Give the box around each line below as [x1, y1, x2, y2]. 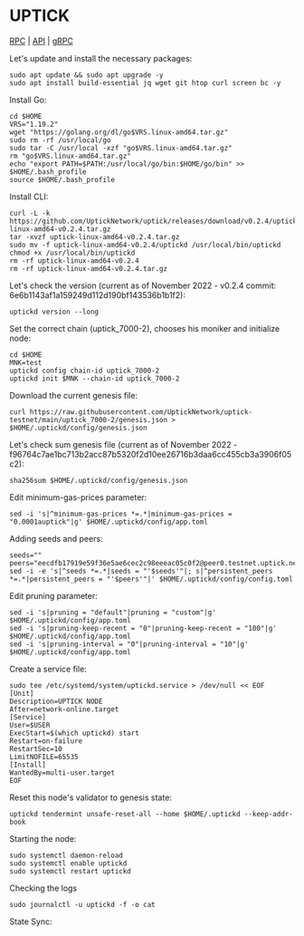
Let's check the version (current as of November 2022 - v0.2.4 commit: [9, 280, 277, 291]
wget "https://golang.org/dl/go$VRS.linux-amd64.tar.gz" [9, 128, 229, 137]
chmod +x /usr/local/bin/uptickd [9, 248, 136, 257]
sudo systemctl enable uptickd [9, 858, 128, 868]
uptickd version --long [9, 307, 100, 316]
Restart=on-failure [9, 736, 83, 746]
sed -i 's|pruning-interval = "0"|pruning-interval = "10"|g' [9, 640, 249, 649]
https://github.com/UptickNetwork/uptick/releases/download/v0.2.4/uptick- [9, 217, 301, 226]
